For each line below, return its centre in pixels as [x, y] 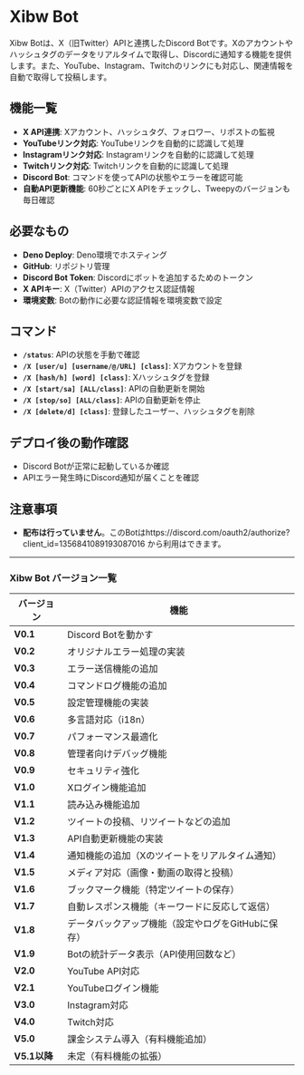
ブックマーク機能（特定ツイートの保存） [153, 890]
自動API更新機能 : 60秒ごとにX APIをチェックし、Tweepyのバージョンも [157, 189]
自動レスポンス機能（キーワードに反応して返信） [171, 906]
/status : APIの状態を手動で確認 [81, 354]
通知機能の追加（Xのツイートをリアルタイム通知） [175, 856]
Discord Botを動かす [110, 634]
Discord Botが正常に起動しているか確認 [96, 466]
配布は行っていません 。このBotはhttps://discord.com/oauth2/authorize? [156, 533]
